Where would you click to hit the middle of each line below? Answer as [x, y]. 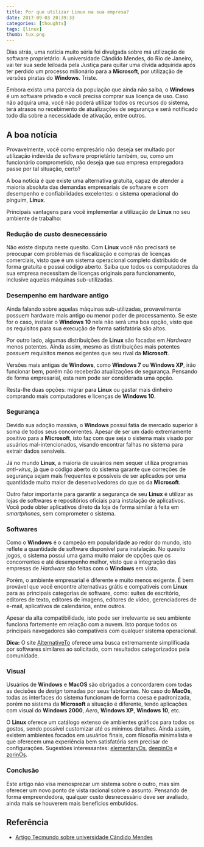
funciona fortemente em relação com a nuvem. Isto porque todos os [92, 625]
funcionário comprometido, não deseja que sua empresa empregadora [95, 162]
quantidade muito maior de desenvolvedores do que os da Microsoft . [93, 482]
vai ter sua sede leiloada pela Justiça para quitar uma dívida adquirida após [101, 65]
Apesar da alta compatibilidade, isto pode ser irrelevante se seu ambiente [99, 618]
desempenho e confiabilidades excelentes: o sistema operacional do [92, 193]
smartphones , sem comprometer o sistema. [61, 513]
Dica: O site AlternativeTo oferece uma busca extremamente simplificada [98, 643]
